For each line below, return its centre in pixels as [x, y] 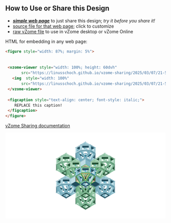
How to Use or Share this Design [57, 8]
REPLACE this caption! [38, 105]
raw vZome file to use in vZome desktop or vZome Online [73, 31]
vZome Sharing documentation [38, 126]
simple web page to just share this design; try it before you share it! [84, 20]
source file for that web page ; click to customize [63, 26]
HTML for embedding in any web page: [46, 41]
